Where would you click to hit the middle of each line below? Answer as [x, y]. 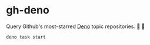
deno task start [26, 37]
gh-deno [28, 10]
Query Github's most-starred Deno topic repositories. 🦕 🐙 [76, 26]
